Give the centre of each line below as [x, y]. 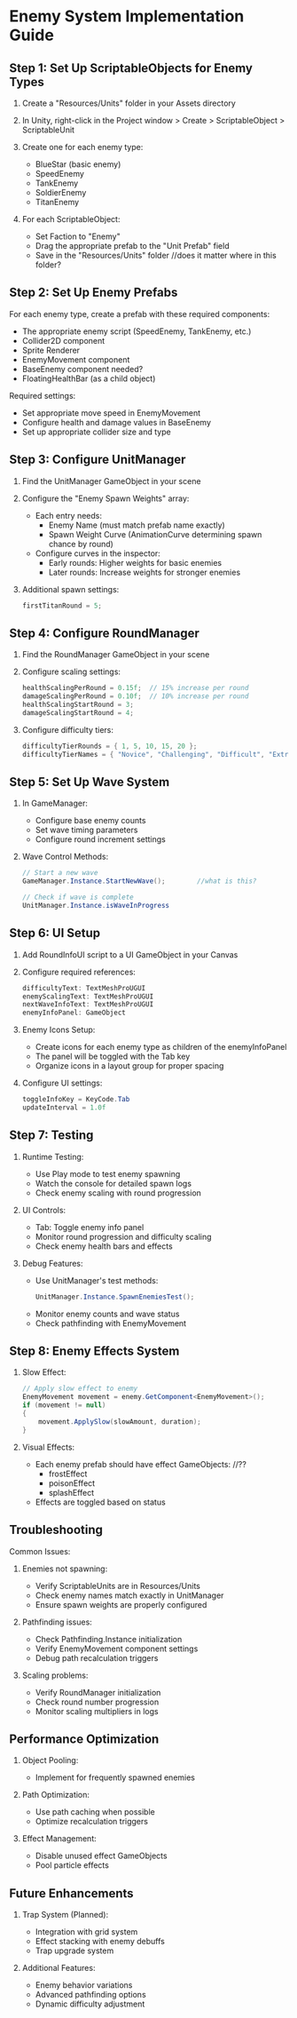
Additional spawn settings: [70, 589]
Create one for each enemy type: [82, 147]
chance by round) [81, 544]
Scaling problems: [55, 1675]
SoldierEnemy [61, 192]
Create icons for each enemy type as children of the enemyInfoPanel [161, 1047]
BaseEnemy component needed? [82, 369]
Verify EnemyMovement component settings [117, 1649]
